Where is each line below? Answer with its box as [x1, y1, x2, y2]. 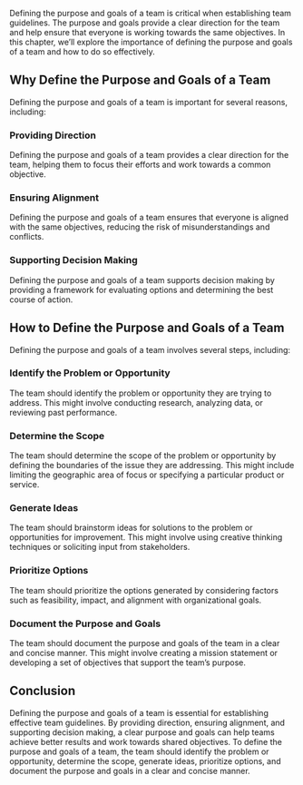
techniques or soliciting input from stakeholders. [9, 542, 191, 553]
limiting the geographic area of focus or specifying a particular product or [9, 469, 285, 480]
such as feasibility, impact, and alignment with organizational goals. [9, 594, 262, 605]
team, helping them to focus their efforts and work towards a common [9, 159, 271, 171]
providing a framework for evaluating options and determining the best [9, 284, 274, 295]
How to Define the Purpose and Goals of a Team [9, 320, 285, 336]
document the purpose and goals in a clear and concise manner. [9, 765, 251, 776]
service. [9, 479, 40, 490]
